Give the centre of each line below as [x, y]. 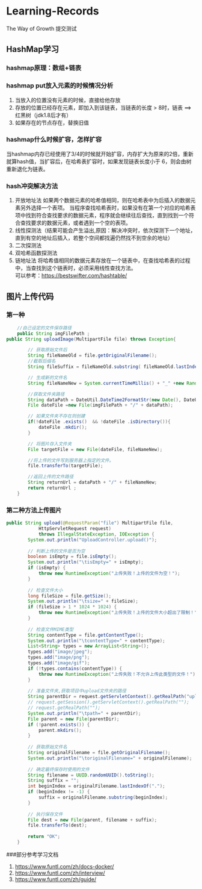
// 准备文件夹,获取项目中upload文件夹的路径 [77, 691]
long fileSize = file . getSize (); [70, 596]
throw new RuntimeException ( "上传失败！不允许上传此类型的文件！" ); [118, 674]
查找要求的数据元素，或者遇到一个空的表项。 [75, 223]
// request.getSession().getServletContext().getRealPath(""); [109, 702]
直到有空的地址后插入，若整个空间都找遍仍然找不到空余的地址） [94, 238]
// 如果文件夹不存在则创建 [57, 416]
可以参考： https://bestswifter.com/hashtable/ [71, 276]
